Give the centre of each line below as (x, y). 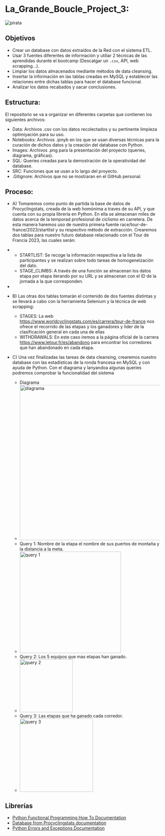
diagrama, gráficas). (33, 155)
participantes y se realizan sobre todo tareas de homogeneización (86, 261)
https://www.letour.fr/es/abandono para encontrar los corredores (85, 342)
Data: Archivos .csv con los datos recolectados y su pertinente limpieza (84, 129)
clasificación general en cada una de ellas (62, 332)
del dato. (28, 266)
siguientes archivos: (25, 119)
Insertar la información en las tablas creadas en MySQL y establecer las (85, 76)
